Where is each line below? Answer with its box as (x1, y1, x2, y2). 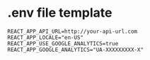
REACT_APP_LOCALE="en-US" (7, 33, 83, 41)
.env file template (7, 5, 112, 21)
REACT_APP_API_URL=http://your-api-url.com (7, 28, 138, 35)
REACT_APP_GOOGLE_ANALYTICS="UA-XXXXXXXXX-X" (7, 46, 144, 53)
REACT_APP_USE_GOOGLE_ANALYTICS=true (7, 40, 119, 47)
